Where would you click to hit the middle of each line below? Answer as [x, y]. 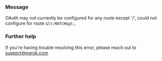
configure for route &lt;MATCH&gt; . [41, 23]
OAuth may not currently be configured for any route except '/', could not [81, 18]
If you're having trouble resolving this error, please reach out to [71, 47]
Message [17, 7]
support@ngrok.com [27, 53]
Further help [21, 36]
